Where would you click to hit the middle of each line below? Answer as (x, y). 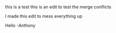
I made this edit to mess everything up (44, 16)
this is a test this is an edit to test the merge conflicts (58, 7)
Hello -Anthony (20, 25)
